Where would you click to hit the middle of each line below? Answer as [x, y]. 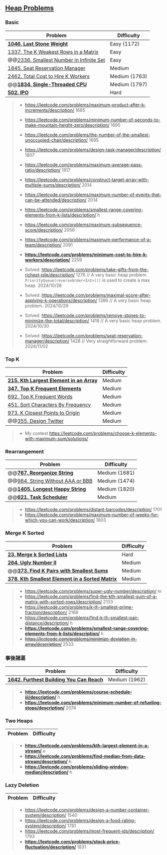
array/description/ [43, 644]
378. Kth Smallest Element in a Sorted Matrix [62, 578]
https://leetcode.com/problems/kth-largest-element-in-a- [87, 746]
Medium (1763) [129, 76]
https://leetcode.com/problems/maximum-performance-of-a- [88, 240]
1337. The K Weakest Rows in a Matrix [53, 52]
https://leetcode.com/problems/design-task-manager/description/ [93, 150]
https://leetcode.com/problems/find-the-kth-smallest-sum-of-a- [91, 596]
